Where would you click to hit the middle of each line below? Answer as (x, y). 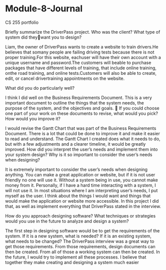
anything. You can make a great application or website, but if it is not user (80, 174)
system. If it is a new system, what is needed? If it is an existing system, (78, 236)
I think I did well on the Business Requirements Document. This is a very (79, 98)
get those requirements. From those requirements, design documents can (80, 246)
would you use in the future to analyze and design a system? (67, 221)
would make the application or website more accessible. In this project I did (82, 201)
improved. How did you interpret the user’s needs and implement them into (82, 149)
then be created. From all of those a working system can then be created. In (83, 252)
